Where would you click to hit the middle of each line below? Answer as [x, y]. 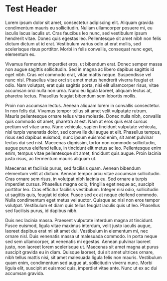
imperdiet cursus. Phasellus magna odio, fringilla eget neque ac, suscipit [80, 184]
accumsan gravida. [25, 273]
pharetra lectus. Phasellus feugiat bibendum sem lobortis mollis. [71, 96]
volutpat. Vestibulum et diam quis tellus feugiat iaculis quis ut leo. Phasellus [83, 205]
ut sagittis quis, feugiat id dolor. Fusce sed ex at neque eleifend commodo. [82, 195]
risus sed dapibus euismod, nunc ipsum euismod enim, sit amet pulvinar [79, 137]
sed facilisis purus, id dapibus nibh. [41, 211]
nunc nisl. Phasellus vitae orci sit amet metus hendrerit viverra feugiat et [79, 80]
